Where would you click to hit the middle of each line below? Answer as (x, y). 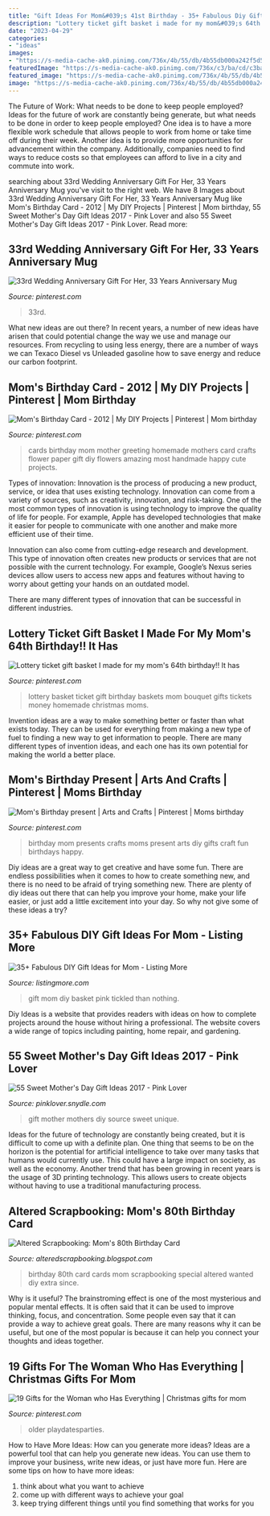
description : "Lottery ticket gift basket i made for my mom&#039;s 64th (135, 23)
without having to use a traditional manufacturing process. (105, 1186)
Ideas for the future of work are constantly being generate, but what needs (132, 114)
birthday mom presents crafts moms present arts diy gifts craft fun (138, 843)
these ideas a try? (38, 910)
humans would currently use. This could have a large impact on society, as (132, 1160)
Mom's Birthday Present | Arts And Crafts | (118, 780)
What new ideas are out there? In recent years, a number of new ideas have (134, 328)
